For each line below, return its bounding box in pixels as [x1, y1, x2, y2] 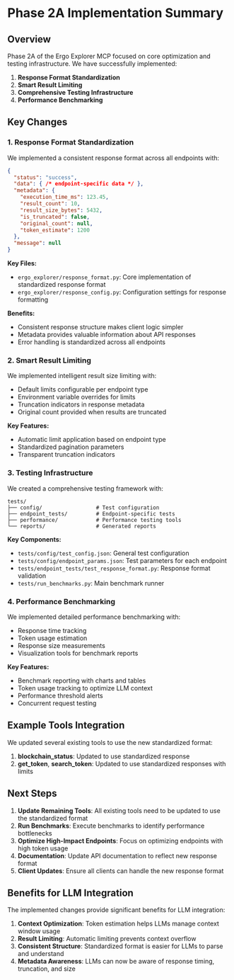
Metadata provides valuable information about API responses [17, 331, 197, 339]
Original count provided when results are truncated [17, 408, 167, 416]
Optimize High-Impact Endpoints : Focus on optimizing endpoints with [17, 836, 223, 845]
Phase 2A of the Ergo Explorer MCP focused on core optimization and [7, 52, 211, 60]
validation [17, 571, 47, 580]
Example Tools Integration [7, 719, 125, 731]
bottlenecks [17, 828, 52, 837]
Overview [7, 33, 52, 45]
